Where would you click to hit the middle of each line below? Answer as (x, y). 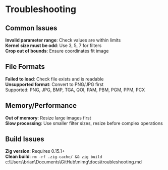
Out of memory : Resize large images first (48, 118)
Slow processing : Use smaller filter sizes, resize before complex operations (84, 123)
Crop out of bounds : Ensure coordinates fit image (57, 51)
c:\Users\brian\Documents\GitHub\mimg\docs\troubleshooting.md (74, 162)
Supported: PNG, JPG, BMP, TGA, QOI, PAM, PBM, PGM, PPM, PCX (75, 90)
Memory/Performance (41, 105)
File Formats (25, 67)
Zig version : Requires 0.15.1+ (35, 151)
